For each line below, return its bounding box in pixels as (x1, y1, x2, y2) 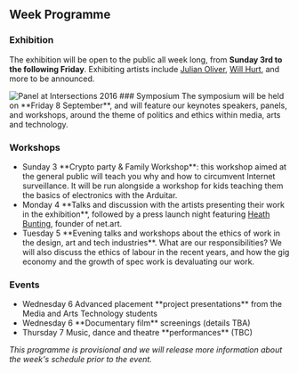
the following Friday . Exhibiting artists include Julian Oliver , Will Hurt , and (9, 63, 280, 74)
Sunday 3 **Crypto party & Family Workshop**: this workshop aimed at (21, 161, 287, 172)
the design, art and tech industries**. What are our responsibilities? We (21, 236, 282, 248)
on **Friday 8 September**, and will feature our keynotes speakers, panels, (9, 100, 287, 111)
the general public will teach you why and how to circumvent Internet (21, 170, 276, 181)
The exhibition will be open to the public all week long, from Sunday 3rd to (9, 54, 283, 65)
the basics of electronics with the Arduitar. (21, 189, 178, 200)
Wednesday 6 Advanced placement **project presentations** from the (21, 299, 283, 310)
